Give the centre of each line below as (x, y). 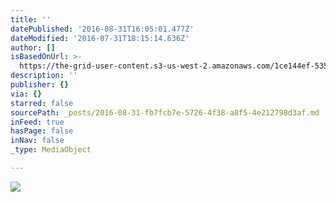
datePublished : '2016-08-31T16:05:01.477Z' (102, 29)
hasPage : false (42, 131)
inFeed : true (37, 122)
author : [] (33, 47)
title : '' (31, 19)
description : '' (44, 76)
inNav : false (37, 141)
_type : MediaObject (51, 150)
